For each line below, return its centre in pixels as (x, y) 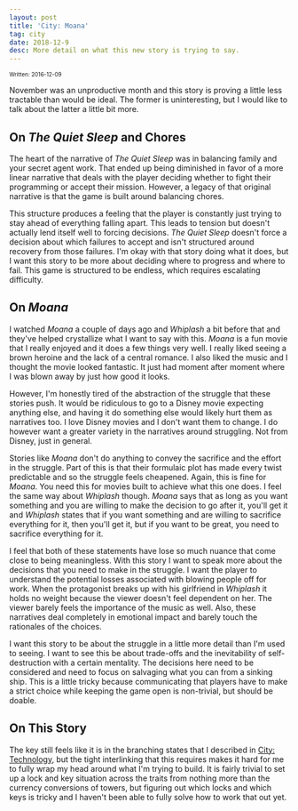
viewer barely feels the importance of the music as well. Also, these (133, 607)
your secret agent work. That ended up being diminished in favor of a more (146, 168)
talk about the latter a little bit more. (74, 109)
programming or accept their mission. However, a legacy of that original (140, 187)
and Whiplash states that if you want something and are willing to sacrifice (145, 514)
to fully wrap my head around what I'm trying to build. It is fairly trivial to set (147, 768)
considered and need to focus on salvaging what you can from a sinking (141, 671)
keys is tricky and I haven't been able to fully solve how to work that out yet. (148, 797)
